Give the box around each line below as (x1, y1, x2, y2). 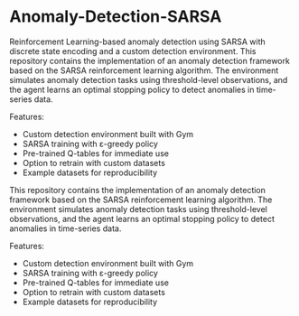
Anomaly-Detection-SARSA (9, 6, 222, 27)
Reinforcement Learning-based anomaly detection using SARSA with (9, 36, 266, 47)
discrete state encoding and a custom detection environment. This (9, 45, 257, 56)
